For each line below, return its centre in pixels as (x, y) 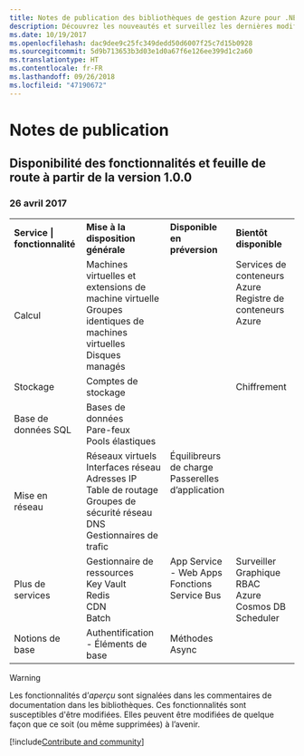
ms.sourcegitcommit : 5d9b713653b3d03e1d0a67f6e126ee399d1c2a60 (131, 52)
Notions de (37, 638)
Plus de (30, 584)
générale (105, 249)
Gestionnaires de (122, 535)
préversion (194, 249)
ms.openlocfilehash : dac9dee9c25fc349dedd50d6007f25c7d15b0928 (131, 43)
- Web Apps (197, 572)
